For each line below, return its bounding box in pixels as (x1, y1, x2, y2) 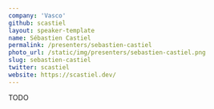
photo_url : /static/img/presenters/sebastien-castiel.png (8, 49, 206, 56)
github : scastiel (8, 19, 67, 27)
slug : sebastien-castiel (8, 56, 91, 64)
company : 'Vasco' (8, 11, 67, 20)
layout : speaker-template (8, 26, 95, 34)
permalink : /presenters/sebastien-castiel (8, 41, 152, 49)
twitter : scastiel (8, 64, 70, 72)
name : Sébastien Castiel (8, 33, 91, 42)
